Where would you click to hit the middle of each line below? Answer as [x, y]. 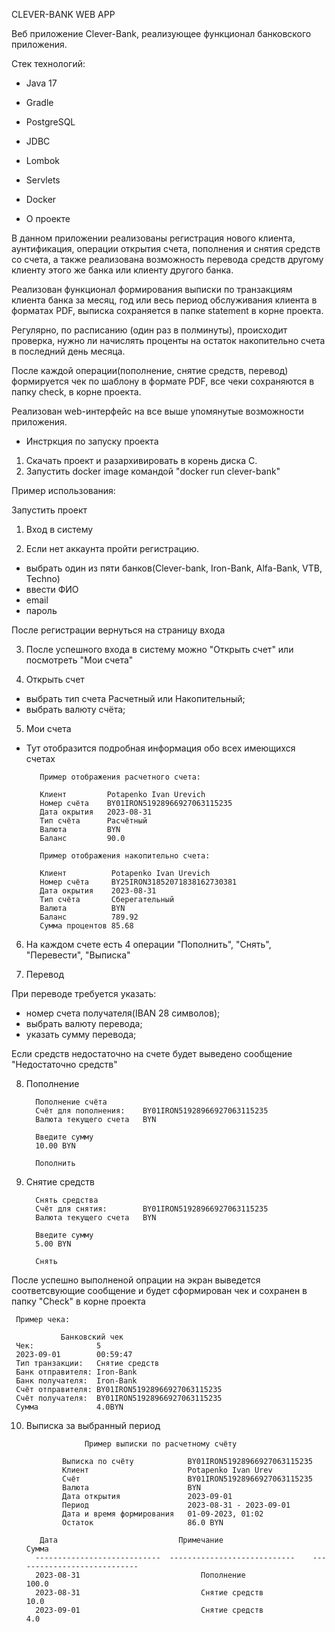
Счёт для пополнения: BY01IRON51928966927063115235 [152, 1111]
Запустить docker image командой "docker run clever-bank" [153, 471]
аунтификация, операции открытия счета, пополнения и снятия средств [166, 248]
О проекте [48, 218]
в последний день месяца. [68, 351]
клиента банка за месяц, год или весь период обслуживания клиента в [164, 300]
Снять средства [67, 1200]
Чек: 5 [58, 1346]
